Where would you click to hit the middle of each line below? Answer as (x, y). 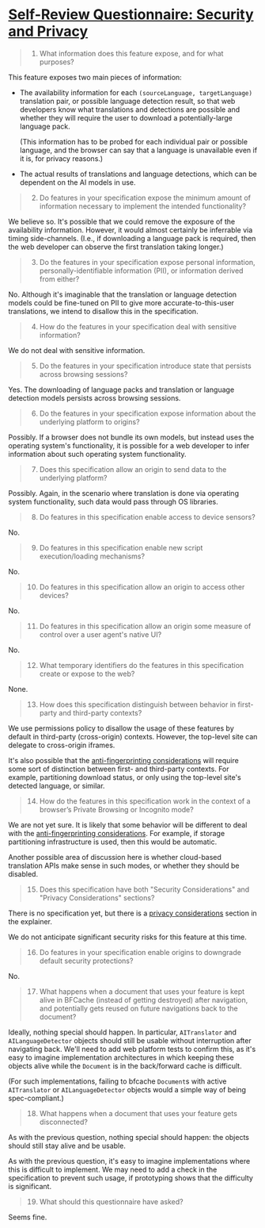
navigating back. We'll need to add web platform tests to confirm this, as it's (132, 1049)
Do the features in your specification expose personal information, (147, 262)
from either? (59, 278)
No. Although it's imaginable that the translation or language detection (123, 294)
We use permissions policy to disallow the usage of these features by (121, 728)
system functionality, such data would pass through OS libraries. (114, 501)
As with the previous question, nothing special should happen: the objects (129, 1137)
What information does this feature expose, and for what (131, 53)
